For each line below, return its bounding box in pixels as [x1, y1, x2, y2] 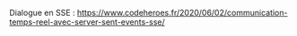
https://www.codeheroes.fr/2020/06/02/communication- [76, 8, 288, 18]
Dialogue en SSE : [9, 8, 75, 18]
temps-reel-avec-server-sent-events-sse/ [9, 17, 166, 27]
